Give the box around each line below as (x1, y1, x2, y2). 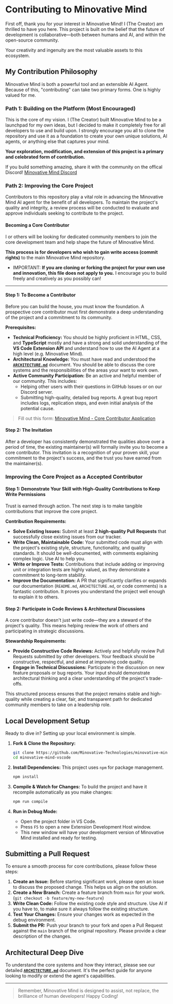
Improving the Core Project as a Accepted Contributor (5, 473, 143, 480)
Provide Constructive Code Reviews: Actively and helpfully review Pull (12, 648, 165, 654)
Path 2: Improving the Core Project (5, 182, 94, 189)
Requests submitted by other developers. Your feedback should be (12, 654, 155, 660)
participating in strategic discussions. (5, 628, 85, 634)
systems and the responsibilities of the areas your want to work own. (12, 367, 159, 373)
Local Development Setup (5, 716, 90, 725)
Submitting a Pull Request (5, 849, 90, 858)
